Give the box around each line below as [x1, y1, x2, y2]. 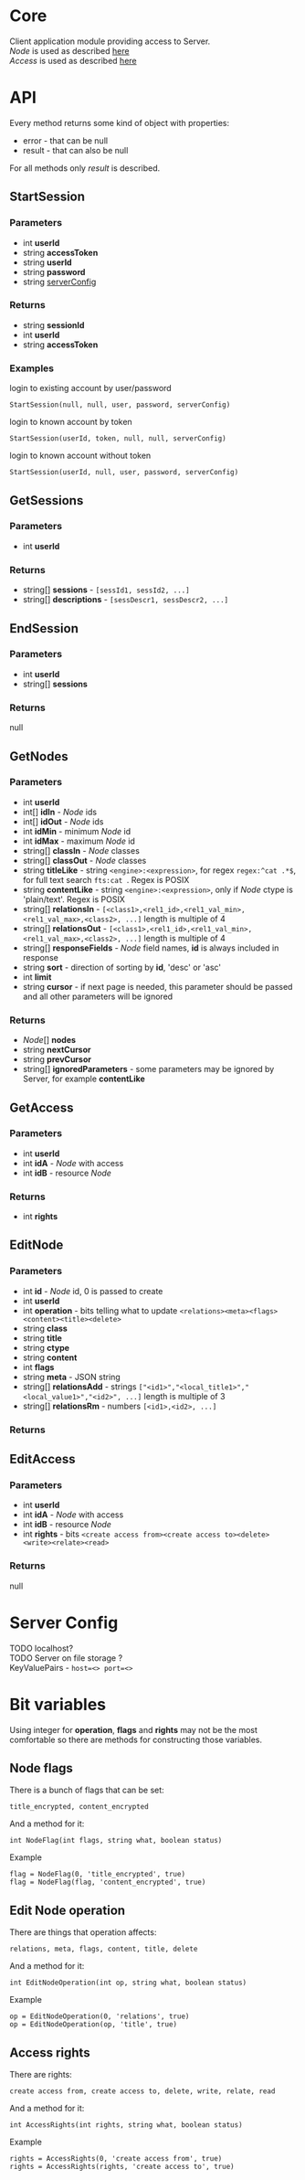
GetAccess [9, 1100, 74, 1115]
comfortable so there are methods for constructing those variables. [9, 1734, 263, 1745]
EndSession [9, 621, 79, 636]
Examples [9, 362, 55, 375]
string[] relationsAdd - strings [22, 1381, 137, 1392]
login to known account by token [9, 417, 132, 428]
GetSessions [9, 493, 84, 508]
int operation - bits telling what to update [22, 1304, 178, 1316]
